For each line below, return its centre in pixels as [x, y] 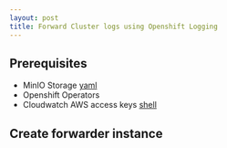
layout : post [34, 18]
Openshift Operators [61, 95]
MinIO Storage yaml [60, 85]
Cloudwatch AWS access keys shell [90, 105]
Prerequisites [48, 63]
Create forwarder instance [86, 133]
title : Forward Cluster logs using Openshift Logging [114, 26]
